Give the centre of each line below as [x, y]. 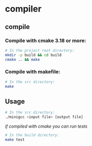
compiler [23, 9]
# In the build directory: [32, 135]
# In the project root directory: [40, 50]
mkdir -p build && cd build [33, 55]
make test [15, 139]
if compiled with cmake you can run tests [46, 126]
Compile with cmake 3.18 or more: [46, 41]
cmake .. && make [23, 59]
